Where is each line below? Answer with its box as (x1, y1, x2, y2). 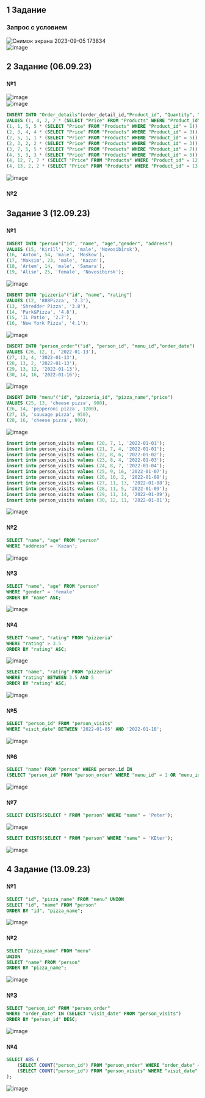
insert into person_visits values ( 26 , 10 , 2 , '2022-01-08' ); (6, 474, 168, 481)
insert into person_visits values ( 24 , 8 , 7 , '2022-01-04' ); (6, 463, 165, 469)
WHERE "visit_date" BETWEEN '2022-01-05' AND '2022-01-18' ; (6, 726, 163, 733)
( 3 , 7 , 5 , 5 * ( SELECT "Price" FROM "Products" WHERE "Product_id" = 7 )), (6, 146, 201, 152)
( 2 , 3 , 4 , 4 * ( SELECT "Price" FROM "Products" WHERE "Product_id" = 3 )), (6, 129, 201, 135)
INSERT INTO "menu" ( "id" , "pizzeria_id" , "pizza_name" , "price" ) (6, 395, 173, 401)
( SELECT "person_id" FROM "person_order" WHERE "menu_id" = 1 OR (6, 772, 176, 779)
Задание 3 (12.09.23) (6, 208, 90, 219)
